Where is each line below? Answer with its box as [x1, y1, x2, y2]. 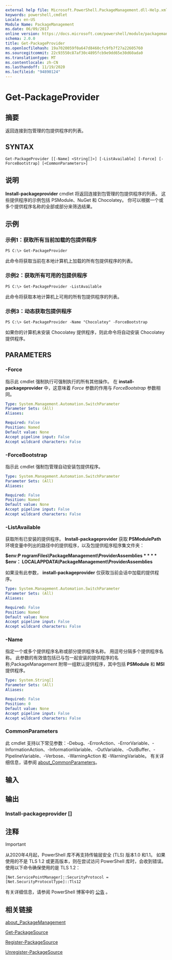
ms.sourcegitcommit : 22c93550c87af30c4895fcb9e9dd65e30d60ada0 [5, 50, 143, 55]
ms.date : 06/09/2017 [5, 27, 50, 32]
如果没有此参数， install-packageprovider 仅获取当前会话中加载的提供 [5, 569, 155, 576]
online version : [5, 31, 40, 36]
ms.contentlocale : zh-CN [5, 60, 58, 65]
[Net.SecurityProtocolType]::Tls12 [5, 879, 81, 885]
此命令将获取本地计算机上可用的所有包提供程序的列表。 [5, 293, 122, 300]
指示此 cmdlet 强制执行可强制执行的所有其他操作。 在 [5, 378, 118, 385]
